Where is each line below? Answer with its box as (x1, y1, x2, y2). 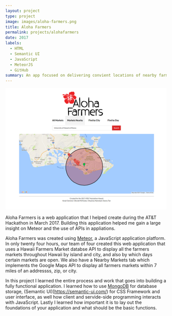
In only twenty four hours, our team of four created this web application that (5, 240, 165, 247)
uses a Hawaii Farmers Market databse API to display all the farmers (5, 246, 149, 252)
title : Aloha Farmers (5, 25, 52, 30)
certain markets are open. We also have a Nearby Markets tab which (5, 257, 150, 263)
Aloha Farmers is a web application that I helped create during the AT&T (5, 214, 157, 221)
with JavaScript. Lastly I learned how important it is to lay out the (5, 299, 142, 306)
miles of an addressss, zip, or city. (5, 268, 78, 274)
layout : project (5, 8, 40, 13)
